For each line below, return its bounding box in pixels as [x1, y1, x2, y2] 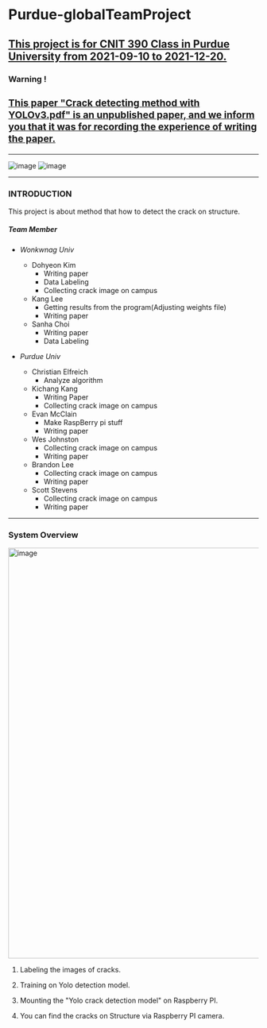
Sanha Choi [31, 319, 70, 329]
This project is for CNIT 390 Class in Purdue [8, 37, 230, 51]
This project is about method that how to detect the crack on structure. [8, 207, 241, 216]
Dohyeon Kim [31, 260, 76, 269]
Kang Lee [31, 294, 64, 303]
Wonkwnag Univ [19, 245, 75, 254]
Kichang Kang [31, 384, 78, 393]
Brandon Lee [31, 459, 74, 470]
